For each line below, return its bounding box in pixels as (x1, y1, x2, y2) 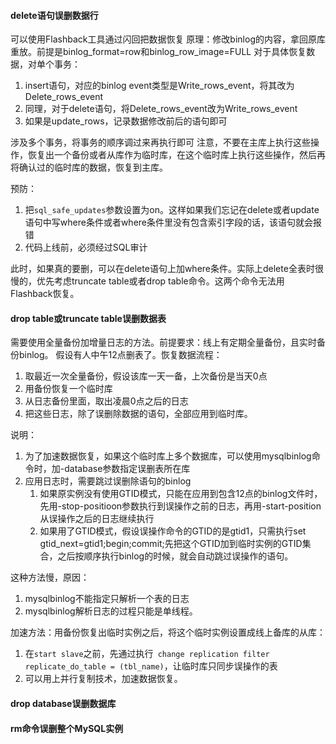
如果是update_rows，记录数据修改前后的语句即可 (24, 115, 228, 127)
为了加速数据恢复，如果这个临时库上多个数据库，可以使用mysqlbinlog (24, 450, 312, 462)
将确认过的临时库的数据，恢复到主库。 (10, 161, 168, 174)
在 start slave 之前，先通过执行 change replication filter (24, 648, 270, 660)
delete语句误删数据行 (10, 9, 99, 21)
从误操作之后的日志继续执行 (39, 513, 155, 525)
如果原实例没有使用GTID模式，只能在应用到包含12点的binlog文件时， (39, 488, 323, 500)
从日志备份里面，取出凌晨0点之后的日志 (24, 395, 189, 407)
